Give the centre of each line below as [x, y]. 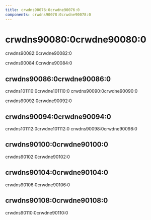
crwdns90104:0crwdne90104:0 [57, 172]
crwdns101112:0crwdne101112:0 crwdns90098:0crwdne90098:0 [71, 129]
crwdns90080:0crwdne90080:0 [76, 40]
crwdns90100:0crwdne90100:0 [57, 145]
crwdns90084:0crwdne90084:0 [39, 63]
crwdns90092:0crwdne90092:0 [39, 101]
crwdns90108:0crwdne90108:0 [57, 201]
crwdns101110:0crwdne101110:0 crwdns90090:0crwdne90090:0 [71, 91]
